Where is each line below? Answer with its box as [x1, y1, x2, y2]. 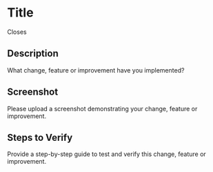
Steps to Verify [7, 131, 73, 143]
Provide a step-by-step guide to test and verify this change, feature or [7, 150, 207, 158]
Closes [7, 28, 27, 36]
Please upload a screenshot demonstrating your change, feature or [7, 104, 198, 113]
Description [7, 48, 59, 59]
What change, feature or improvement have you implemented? [7, 66, 185, 74]
